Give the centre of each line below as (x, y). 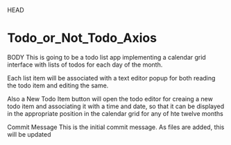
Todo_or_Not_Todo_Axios (82, 38)
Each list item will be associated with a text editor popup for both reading (111, 78)
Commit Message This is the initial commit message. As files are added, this (116, 127)
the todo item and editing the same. (58, 85)
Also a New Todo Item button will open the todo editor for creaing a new (110, 99)
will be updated (29, 134)
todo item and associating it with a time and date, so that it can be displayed (116, 106)
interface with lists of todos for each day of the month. (85, 65)
